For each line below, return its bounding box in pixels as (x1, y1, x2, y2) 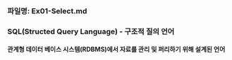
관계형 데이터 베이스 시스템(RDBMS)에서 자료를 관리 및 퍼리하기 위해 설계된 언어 (7, 45, 226, 54)
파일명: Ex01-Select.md (7, 6, 87, 15)
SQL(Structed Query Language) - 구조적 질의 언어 (7, 27, 175, 36)
